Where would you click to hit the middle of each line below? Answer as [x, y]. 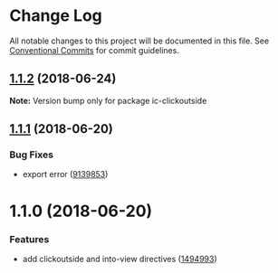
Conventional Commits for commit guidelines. [94, 50]
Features [29, 239]
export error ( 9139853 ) [65, 174]
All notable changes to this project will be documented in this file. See [139, 41]
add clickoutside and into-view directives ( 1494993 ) [120, 259]
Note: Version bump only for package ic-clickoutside [108, 100]
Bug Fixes [32, 155]
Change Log [56, 16]
